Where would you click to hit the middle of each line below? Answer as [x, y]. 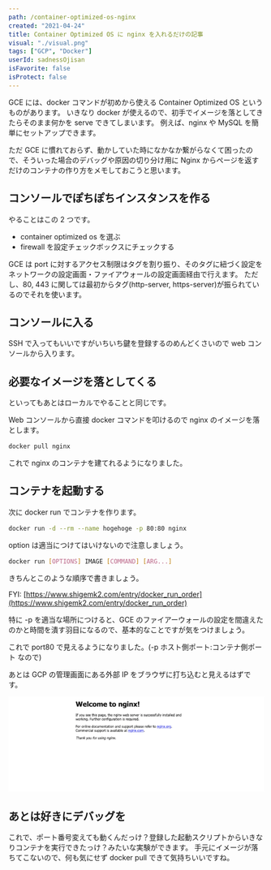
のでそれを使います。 [51, 294]
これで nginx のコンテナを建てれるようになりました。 [98, 463]
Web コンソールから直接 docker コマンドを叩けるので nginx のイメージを [131, 420]
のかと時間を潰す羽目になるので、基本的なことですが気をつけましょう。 [129, 630]
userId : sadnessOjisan [47, 60]
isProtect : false [38, 77]
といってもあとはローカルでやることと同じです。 [90, 403]
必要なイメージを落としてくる [82, 381]
